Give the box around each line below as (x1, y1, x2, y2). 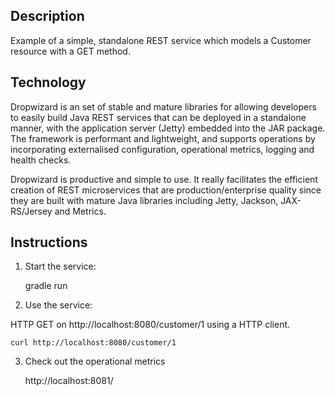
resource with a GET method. (10, 45, 131, 57)
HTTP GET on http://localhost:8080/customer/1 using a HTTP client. (10, 319, 291, 331)
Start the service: (24, 260, 97, 273)
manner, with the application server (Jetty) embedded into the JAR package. (10, 122, 326, 134)
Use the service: (24, 299, 93, 311)
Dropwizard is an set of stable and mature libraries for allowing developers (10, 100, 317, 113)
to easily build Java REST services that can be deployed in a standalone (10, 111, 307, 123)
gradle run (24, 280, 68, 292)
